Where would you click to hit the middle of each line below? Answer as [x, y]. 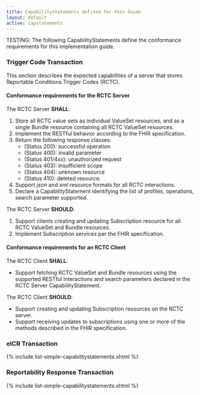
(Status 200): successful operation [67, 146]
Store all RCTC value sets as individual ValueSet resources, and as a [100, 121]
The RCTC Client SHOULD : [40, 297]
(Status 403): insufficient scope [63, 165]
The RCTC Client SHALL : [37, 261]
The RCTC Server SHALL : [38, 109]
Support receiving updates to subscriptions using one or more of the [100, 322]
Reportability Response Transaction [60, 373]
